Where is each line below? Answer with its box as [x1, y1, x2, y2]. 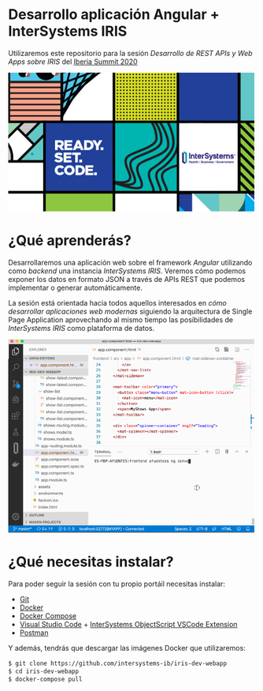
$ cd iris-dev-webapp [8, 667, 80, 675]
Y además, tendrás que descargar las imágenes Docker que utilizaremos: [8, 644, 246, 652]
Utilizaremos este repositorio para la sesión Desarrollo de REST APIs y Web [8, 48, 254, 58]
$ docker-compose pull [8, 675, 83, 683]
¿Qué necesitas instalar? [8, 553, 174, 571]
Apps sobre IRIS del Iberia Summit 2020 [8, 57, 138, 66]
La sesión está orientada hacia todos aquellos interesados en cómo [8, 298, 227, 307]
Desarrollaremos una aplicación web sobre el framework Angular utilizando [8, 257, 253, 267]
